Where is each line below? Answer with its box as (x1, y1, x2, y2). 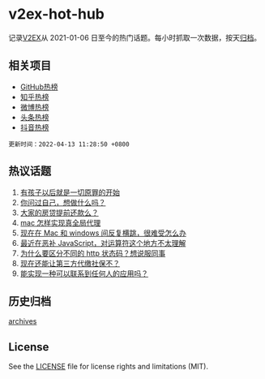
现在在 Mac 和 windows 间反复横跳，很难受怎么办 (19, 228, 186, 238)
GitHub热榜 (19, 82, 58, 92)
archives (8, 317, 37, 326)
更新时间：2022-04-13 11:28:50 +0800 (8, 140, 130, 149)
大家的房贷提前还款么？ (19, 208, 99, 217)
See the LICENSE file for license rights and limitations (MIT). (8, 362, 209, 372)
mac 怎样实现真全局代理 (19, 217, 101, 227)
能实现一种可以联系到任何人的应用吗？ (19, 269, 148, 278)
